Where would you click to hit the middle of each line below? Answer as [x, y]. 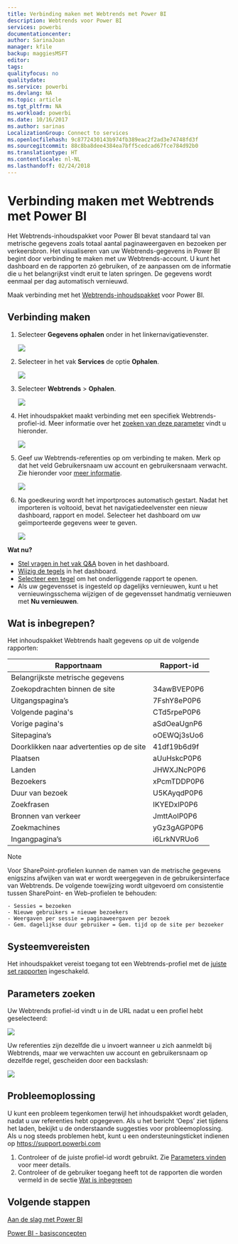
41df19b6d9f [176, 747]
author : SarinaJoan [36, 40]
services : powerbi [34, 27]
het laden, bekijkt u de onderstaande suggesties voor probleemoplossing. [115, 1128]
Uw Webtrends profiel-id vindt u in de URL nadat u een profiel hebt [106, 1010]
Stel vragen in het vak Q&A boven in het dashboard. [93, 563]
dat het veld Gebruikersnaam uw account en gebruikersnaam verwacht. [123, 465]
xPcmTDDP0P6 [178, 781]
